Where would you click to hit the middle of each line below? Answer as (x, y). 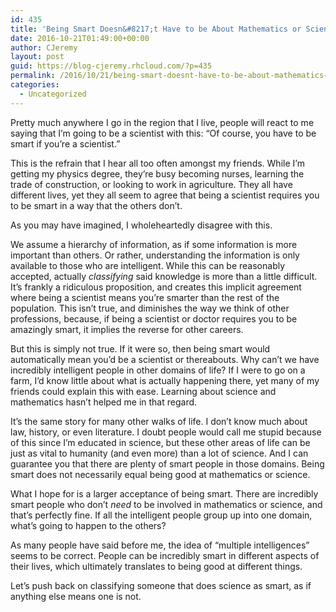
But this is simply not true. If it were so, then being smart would (140, 348)
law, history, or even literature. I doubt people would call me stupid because (166, 432)
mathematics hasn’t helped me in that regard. (104, 402)
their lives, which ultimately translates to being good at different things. (156, 566)
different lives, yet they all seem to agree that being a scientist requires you (165, 195)
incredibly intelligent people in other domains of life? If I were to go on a (158, 370)
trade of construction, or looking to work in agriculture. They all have (151, 184)
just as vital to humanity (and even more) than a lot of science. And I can (159, 453)
